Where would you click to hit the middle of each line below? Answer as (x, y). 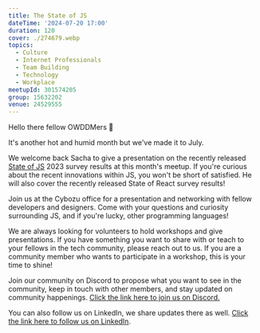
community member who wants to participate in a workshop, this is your (127, 257)
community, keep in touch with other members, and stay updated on (120, 289)
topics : (21, 45)
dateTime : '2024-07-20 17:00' (59, 23)
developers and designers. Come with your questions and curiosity (118, 207)
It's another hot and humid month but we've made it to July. (106, 143)
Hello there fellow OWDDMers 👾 (61, 127)
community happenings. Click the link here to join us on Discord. (114, 298)
